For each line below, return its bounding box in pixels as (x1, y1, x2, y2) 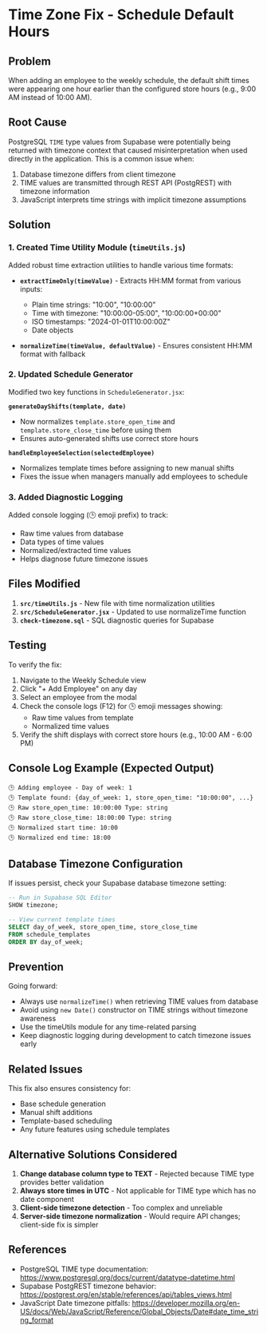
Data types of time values (19, 537, 104, 547)
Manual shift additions (19, 1108, 93, 1117)
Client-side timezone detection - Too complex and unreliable (19, 1203, 223, 1212)
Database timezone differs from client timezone (19, 169, 177, 179)
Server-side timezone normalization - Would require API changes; (19, 1212, 241, 1221)
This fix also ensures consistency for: (8, 1084, 132, 1093)
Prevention (8, 960, 64, 973)
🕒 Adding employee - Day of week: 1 (8, 783, 133, 792)
